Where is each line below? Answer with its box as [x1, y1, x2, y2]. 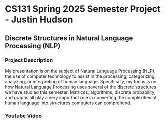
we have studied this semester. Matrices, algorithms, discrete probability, [5, 89, 156, 95]
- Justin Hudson [5, 14, 73, 25]
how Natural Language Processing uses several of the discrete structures [5, 84, 156, 90]
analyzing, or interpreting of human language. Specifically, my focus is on [5, 78, 157, 84]
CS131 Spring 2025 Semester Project [5, 3, 161, 15]
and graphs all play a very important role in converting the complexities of [5, 94, 157, 100]
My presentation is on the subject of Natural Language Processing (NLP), [5, 68, 156, 74]
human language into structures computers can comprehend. [5, 100, 131, 106]
